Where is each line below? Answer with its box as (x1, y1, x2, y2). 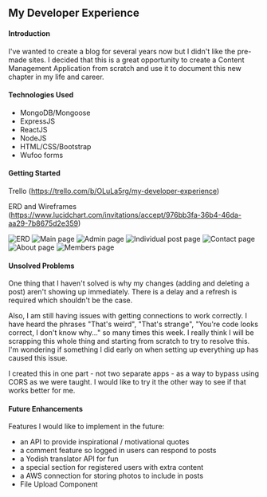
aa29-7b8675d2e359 (8, 219, 78, 228)
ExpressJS (19, 116, 56, 126)
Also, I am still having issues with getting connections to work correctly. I (8, 311, 247, 321)
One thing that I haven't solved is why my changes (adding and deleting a (8, 278, 249, 288)
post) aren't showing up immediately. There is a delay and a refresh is (8, 287, 238, 297)
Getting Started (8, 168, 61, 178)
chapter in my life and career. (8, 72, 105, 81)
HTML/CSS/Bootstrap (19, 141, 92, 151)
